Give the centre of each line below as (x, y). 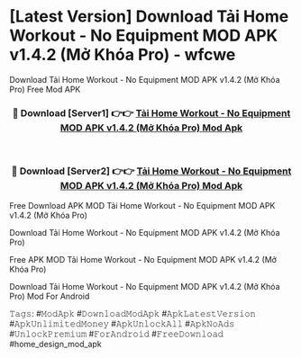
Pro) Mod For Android (50, 296)
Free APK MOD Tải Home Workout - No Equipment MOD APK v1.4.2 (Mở (143, 259)
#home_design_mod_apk (55, 344)
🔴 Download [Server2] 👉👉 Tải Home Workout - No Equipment (151, 171)
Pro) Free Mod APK (45, 89)
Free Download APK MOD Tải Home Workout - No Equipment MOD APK (142, 205)
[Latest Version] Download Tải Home (149, 17)
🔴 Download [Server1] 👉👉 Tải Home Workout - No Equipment (151, 112)
